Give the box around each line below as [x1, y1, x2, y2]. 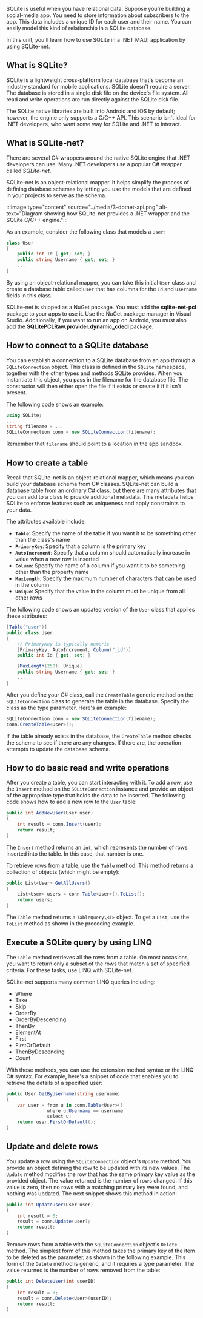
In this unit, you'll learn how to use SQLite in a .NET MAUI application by [6, 36, 186, 43]
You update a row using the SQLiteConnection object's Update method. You [6, 1157, 192, 1164]
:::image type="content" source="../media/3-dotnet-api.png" [6, 203, 158, 211]
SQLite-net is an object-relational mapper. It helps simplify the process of [6, 178, 190, 186]
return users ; [17, 897, 53, 903]
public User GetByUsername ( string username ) [6, 1090, 121, 1097]
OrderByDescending [15, 1016, 67, 1023]
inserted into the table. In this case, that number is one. [6, 850, 144, 857]
